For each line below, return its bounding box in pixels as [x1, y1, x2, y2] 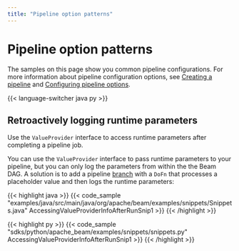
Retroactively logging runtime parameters [7, 114, 198, 126]
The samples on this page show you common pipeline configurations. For [7, 65, 223, 73]
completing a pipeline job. [7, 140, 83, 150]
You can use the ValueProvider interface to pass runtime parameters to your [7, 155, 232, 163]
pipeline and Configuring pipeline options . [7, 80, 131, 88]
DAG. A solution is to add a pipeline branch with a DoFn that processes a [7, 170, 218, 178]
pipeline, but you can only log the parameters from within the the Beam [7, 162, 216, 171]
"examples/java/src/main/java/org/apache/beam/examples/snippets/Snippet [7, 199, 233, 208]
